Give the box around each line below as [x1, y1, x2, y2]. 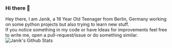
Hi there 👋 [5, 5, 31, 12]
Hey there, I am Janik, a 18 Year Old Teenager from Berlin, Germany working [5, 16, 167, 22]
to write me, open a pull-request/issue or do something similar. [5, 32, 138, 38]
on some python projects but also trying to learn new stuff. [5, 21, 129, 27]
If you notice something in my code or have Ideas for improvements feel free [5, 27, 167, 33]
